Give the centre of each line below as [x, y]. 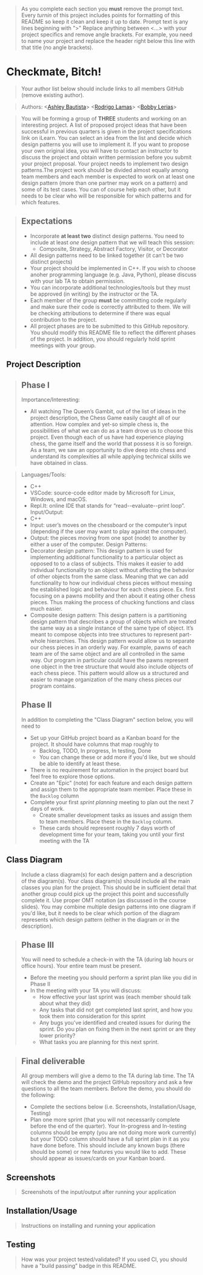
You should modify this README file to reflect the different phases [113, 332]
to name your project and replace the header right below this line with [108, 41]
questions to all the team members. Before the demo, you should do [106, 1089]
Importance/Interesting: [51, 399]
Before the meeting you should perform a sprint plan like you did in [114, 977]
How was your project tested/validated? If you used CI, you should [104, 1259]
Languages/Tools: [44, 474]
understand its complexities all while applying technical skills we [110, 456]
